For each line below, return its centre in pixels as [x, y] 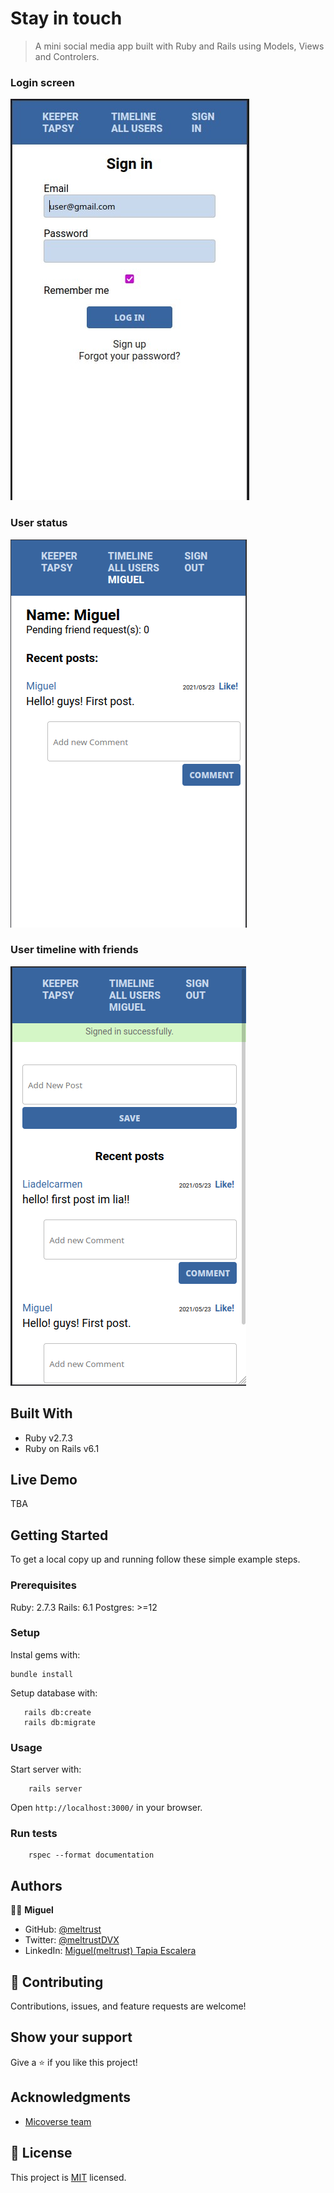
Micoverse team [58, 2121]
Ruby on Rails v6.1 [62, 1448]
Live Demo [44, 1480]
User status [39, 523]
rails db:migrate [60, 1722]
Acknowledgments [71, 2097]
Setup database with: [54, 1693]
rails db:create [57, 1712]
